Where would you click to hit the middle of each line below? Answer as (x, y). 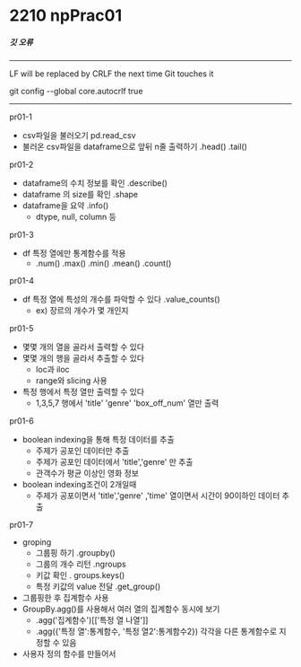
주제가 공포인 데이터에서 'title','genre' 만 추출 (114, 462)
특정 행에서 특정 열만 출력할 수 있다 (83, 392)
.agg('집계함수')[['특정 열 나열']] (92, 620)
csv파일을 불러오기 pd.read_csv (79, 136)
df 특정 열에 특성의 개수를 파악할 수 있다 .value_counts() (121, 299)
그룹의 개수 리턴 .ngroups (81, 564)
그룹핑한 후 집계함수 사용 (65, 598)
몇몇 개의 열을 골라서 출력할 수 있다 (83, 347)
